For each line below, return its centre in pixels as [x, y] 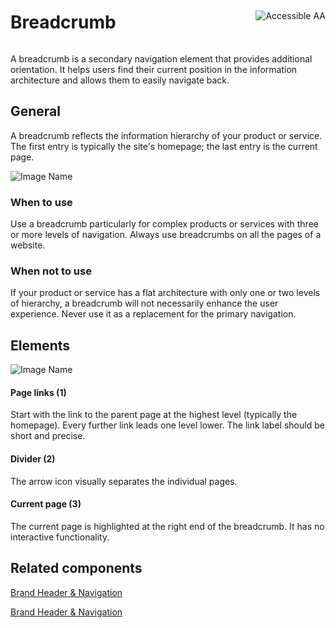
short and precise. [48, 436]
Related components [76, 568]
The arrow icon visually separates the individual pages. [124, 481]
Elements [40, 345]
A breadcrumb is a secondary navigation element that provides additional [161, 58]
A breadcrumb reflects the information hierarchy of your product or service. [166, 135]
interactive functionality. [60, 537]
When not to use [51, 271]
